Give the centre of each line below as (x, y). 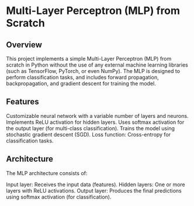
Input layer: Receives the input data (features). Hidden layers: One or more (96, 184)
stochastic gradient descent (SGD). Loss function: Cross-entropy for (89, 134)
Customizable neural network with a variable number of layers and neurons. (97, 116)
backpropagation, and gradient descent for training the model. (81, 83)
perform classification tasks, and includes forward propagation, (82, 77)
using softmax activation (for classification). (59, 197)
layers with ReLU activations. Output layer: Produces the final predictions (94, 190)
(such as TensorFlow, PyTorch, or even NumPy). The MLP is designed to (93, 71)
